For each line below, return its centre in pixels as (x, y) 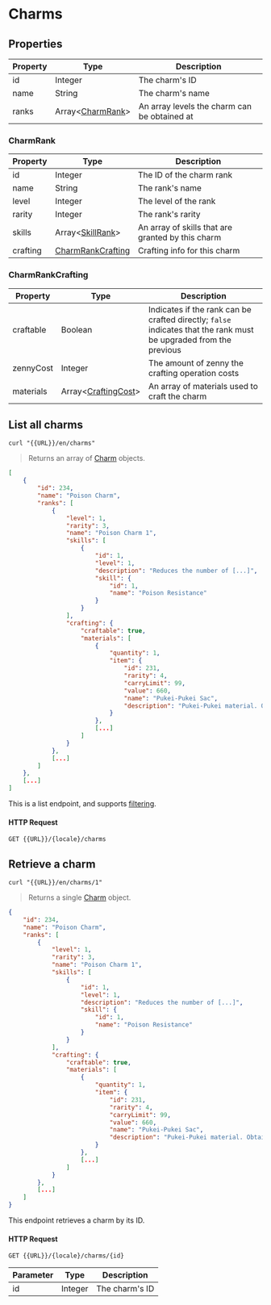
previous (165, 349)
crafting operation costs (194, 373)
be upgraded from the (190, 340)
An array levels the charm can (195, 106)
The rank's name (169, 188)
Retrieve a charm (52, 864)
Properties (35, 44)
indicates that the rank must (201, 329)
